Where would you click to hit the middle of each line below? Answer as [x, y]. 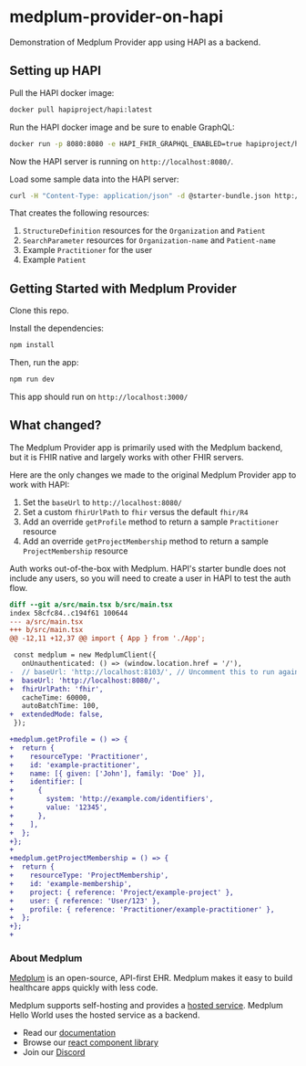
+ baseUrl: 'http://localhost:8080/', [85, 681]
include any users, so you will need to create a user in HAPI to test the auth [150, 578]
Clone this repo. [40, 311]
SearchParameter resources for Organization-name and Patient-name [149, 240]
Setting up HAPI [56, 71]
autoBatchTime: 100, [61, 706]
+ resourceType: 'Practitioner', [79, 756]
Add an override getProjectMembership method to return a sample [145, 541]
